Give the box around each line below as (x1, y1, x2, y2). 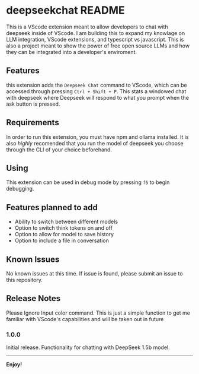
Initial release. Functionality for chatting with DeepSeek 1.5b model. (6, 344, 170, 351)
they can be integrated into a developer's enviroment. (6, 48, 137, 55)
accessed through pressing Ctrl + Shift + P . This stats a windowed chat (6, 87, 187, 95)
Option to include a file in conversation (14, 237, 110, 244)
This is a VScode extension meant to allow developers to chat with (6, 23, 168, 30)
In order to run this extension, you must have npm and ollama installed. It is (6, 133, 189, 140)
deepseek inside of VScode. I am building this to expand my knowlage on (6, 29, 185, 36)
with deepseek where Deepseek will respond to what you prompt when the (6, 94, 190, 101)
